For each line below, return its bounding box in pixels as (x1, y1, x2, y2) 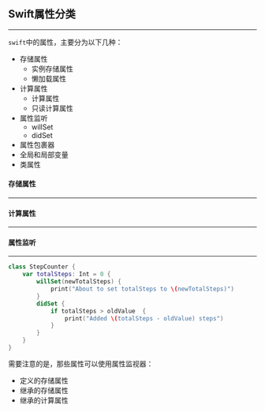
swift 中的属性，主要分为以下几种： (8, 37, 123, 47)
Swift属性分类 (8, 7, 77, 21)
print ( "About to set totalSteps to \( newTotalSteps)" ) (50, 285, 235, 294)
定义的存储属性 (19, 376, 69, 385)
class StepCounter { (8, 263, 77, 271)
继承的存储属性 (19, 385, 69, 395)
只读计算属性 (31, 103, 73, 113)
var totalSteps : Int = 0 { (22, 271, 111, 279)
